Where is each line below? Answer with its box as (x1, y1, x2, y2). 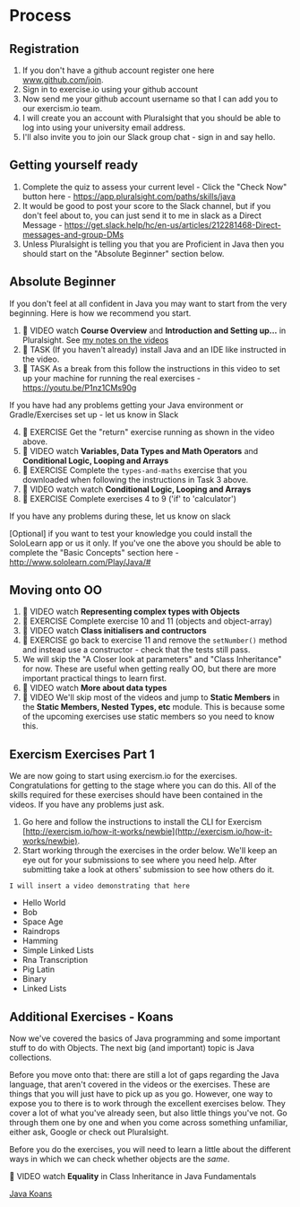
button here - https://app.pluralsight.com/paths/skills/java (21, 190, 236, 202)
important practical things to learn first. (21, 673, 167, 684)
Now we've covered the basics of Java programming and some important (9, 1033, 280, 1044)
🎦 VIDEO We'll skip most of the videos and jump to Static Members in (21, 692, 280, 703)
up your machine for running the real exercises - (21, 372, 201, 383)
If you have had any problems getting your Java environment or (9, 399, 244, 410)
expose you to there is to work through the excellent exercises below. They (9, 1098, 287, 1109)
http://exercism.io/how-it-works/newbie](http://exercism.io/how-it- (25, 827, 273, 837)
